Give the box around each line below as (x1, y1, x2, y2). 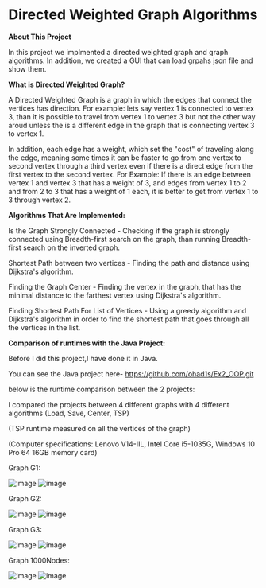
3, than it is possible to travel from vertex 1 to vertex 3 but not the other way (8, 111, 256, 121)
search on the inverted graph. (22, 243, 121, 252)
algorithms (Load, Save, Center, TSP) (8, 408, 129, 418)
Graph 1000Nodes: (8, 555, 70, 565)
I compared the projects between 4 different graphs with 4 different (8, 399, 229, 409)
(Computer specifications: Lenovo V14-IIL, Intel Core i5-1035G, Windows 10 (8, 439, 256, 449)
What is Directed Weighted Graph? (8, 80, 125, 89)
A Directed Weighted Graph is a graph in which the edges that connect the (8, 95, 252, 104)
